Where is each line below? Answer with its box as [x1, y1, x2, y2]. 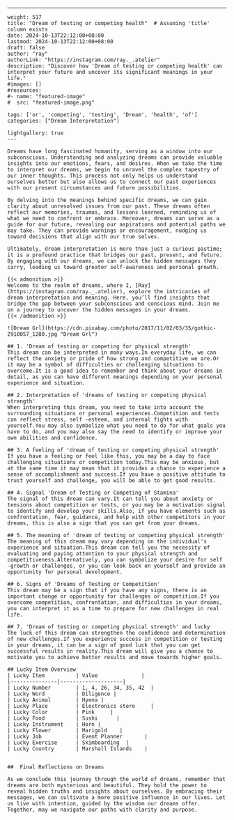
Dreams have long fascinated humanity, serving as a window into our [7, 148, 214, 155]
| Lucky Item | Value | [7, 672, 145, 679]
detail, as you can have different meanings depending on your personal [7, 373, 223, 380]
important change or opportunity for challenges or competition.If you [7, 593, 219, 600]
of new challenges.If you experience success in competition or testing [7, 635, 223, 642]
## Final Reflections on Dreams [7, 764, 104, 771]
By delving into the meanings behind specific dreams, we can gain [7, 196, 208, 203]
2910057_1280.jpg [7, 331, 58, 338]
